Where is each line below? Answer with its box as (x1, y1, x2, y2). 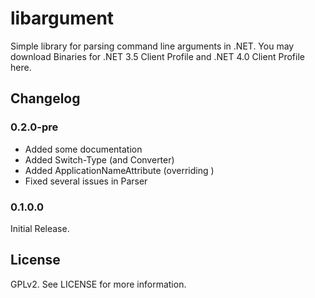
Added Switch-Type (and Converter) (24, 153, 175, 166)
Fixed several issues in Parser (24, 175, 148, 187)
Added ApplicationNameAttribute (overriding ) (24, 164, 215, 176)
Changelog (10, 90, 81, 107)
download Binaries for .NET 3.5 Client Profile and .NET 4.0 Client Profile (10, 50, 305, 62)
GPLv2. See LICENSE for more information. (10, 278, 187, 290)
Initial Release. (10, 222, 70, 234)
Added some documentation (24, 143, 143, 155)
